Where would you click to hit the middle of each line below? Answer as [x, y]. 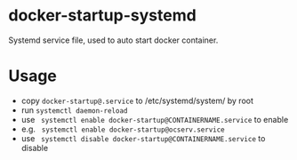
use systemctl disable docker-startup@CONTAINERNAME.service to [143, 138]
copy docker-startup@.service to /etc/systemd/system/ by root [137, 100]
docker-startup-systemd [102, 16]
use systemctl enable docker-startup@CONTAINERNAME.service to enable [155, 119]
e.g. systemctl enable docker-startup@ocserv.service [123, 129]
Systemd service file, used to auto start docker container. [113, 40]
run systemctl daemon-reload [74, 110]
